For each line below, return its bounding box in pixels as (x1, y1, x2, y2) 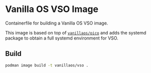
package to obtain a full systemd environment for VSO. (5, 35, 119, 41)
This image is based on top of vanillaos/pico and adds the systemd (5, 29, 146, 35)
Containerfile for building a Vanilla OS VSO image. (5, 20, 108, 26)
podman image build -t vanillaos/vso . (5, 62, 89, 68)
